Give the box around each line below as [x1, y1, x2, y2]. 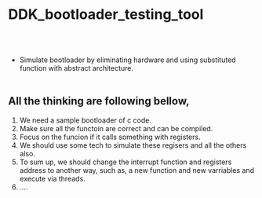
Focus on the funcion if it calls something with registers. [19, 132, 202, 141]
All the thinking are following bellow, [8, 94, 190, 108]
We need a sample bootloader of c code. [19, 115, 151, 125]
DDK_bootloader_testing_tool [8, 5, 204, 24]
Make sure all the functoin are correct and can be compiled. [19, 123, 213, 133]
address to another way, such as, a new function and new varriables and [19, 165, 255, 174]
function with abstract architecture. [19, 63, 134, 72]
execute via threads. [19, 174, 86, 183]
